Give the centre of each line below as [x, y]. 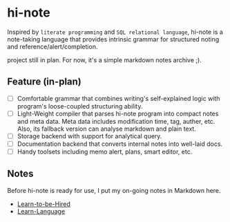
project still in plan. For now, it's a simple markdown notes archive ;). [104, 59]
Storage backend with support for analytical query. [89, 136]
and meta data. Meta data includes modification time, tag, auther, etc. [116, 121]
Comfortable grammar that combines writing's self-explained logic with [118, 98]
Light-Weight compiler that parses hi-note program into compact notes [118, 113]
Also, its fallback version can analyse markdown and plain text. [107, 129]
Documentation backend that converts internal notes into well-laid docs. [120, 144]
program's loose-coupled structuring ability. [80, 106]
